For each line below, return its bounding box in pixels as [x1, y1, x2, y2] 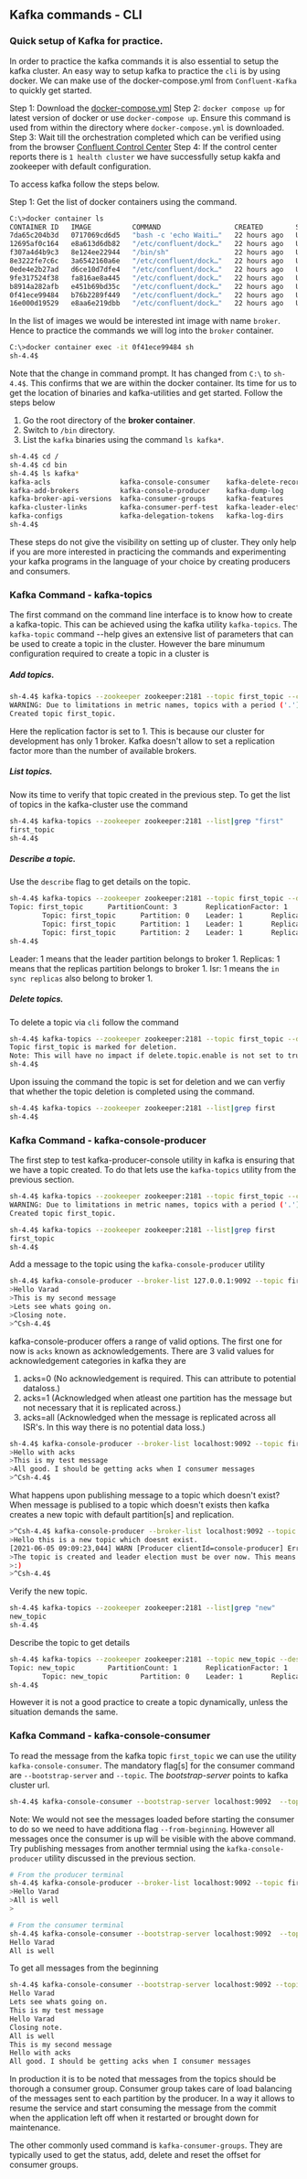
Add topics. [9, 669, 55, 680]
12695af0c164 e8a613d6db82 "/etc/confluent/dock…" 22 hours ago [9, 240, 284, 249]
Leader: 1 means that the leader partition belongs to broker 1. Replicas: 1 [9, 953, 281, 964]
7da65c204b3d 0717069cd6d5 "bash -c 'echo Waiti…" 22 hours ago [9, 231, 284, 241]
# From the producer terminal [9, 1870, 125, 1879]
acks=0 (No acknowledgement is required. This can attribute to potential [22, 1372, 297, 1384]
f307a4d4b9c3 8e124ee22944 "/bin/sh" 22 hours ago [9, 248, 284, 257]
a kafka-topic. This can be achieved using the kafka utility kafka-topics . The [9, 619, 298, 630]
